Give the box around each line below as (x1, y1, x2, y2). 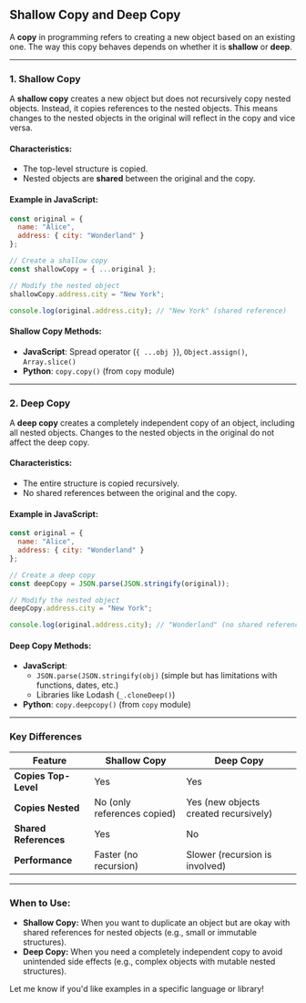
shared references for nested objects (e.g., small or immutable (22, 926, 258, 937)
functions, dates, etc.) (36, 679, 119, 691)
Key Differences (9, 730, 82, 743)
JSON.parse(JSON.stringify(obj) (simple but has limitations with (36, 670, 278, 681)
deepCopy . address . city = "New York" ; (9, 604, 153, 614)
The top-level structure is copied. (22, 163, 148, 174)
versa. (9, 122, 34, 133)
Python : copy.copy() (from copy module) (22, 365, 175, 377)
